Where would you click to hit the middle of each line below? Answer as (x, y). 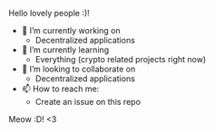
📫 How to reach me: (60, 89)
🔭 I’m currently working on (71, 30)
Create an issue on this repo (88, 102)
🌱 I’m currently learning (65, 50)
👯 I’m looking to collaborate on (78, 69)
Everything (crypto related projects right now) (121, 59)
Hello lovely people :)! (49, 13)
